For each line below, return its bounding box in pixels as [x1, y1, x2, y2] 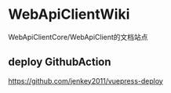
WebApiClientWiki [8, 5, 130, 23]
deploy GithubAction [8, 55, 111, 69]
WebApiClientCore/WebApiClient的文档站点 [8, 32, 148, 41]
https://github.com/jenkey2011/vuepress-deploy [8, 76, 163, 85]
